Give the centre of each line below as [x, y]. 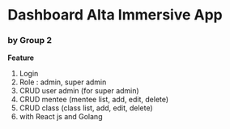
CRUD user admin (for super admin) [79, 91]
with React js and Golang [61, 117]
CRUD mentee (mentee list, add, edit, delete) [94, 100]
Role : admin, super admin [63, 82]
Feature [21, 58]
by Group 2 [30, 41]
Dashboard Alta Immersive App [115, 15]
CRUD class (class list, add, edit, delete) [86, 108]
